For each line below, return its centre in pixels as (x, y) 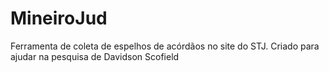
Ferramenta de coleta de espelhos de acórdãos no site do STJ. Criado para (165, 46)
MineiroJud (59, 18)
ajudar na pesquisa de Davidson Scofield (95, 56)
